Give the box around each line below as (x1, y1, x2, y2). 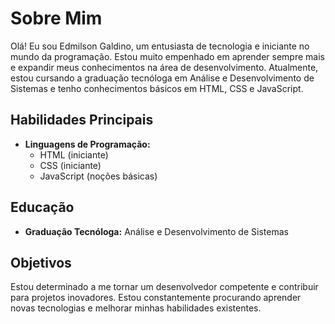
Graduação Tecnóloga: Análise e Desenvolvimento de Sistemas (24, 225, 289, 237)
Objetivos (10, 254, 72, 271)
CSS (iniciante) (39, 159, 102, 171)
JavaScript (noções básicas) (39, 170, 158, 182)
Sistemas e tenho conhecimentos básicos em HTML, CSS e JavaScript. (10, 82, 304, 94)
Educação (10, 199, 75, 216)
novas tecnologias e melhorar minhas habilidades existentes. (10, 302, 262, 314)
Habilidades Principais (10, 112, 154, 129)
